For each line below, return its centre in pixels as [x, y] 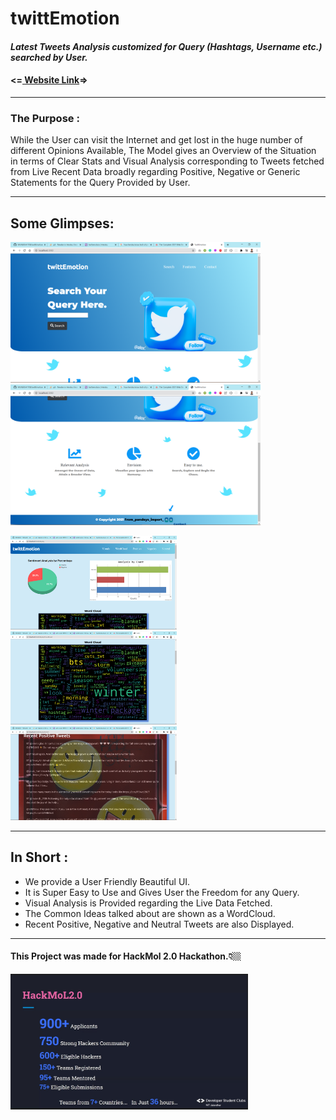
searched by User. [49, 57]
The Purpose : [45, 118]
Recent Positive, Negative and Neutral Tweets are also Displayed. [159, 924]
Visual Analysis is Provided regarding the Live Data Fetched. [148, 903]
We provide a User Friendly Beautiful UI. [107, 881]
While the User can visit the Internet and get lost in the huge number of [156, 140]
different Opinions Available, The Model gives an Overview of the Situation [163, 151]
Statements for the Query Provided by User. [100, 183]
